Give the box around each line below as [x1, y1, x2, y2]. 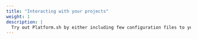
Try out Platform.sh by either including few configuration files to [11, 24, 185, 30]
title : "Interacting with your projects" [6, 8, 109, 14]
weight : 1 [6, 14, 30, 19]
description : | [6, 19, 43, 25]
